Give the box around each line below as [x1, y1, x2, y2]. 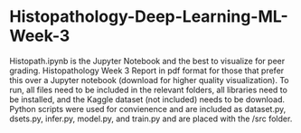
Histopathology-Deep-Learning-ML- [9, 6, 289, 27]
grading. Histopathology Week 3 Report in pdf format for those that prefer [9, 65, 285, 76]
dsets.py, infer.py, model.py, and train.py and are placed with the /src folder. [9, 113, 293, 124]
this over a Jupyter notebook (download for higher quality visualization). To [9, 74, 289, 85]
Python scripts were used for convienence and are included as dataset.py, [9, 103, 287, 114]
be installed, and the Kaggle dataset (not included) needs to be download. [9, 93, 286, 105]
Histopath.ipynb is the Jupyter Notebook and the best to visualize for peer [9, 55, 286, 66]
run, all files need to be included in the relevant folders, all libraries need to [9, 84, 287, 95]
